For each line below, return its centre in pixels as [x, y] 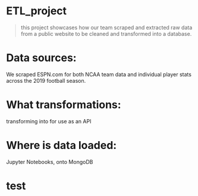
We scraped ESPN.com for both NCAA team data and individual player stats [99, 74]
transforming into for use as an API [49, 121]
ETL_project [37, 11]
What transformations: [64, 105]
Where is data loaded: [62, 145]
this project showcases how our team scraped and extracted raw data [106, 27]
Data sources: [41, 58]
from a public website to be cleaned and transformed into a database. [106, 33]
